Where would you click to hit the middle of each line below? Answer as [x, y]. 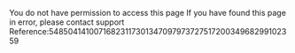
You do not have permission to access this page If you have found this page [147, 13]
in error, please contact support [67, 22]
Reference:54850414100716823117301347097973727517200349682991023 [148, 31]
